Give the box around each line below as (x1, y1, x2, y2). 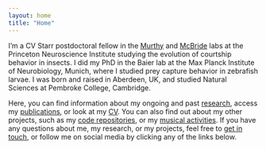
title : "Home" (8, 19, 56, 27)
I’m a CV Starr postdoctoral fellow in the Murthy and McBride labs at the (8, 40, 244, 50)
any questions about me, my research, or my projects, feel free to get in (8, 124, 243, 133)
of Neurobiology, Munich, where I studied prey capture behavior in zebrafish (8, 66, 258, 75)
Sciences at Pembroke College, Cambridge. (8, 82, 151, 92)
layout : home (8, 11, 52, 20)
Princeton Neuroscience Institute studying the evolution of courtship (8, 49, 232, 59)
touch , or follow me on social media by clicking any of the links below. (8, 132, 237, 141)
